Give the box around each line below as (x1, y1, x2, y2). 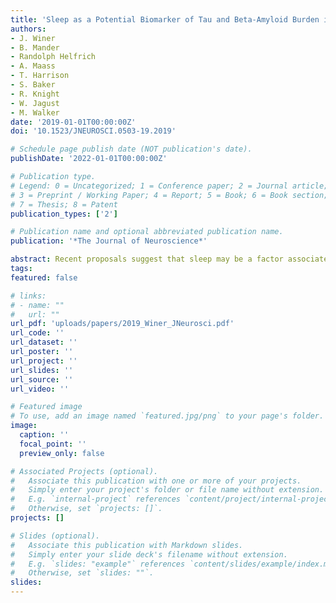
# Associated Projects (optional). (10, 466, 159, 476)
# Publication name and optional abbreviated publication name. (10, 227, 284, 237)
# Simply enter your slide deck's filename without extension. (10, 549, 288, 560)
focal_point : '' (19, 439, 87, 449)
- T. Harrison (10, 71, 70, 81)
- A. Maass (10, 61, 56, 71)
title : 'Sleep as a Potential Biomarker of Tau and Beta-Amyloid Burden (10, 14, 320, 25)
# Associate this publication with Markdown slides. (10, 540, 244, 550)
